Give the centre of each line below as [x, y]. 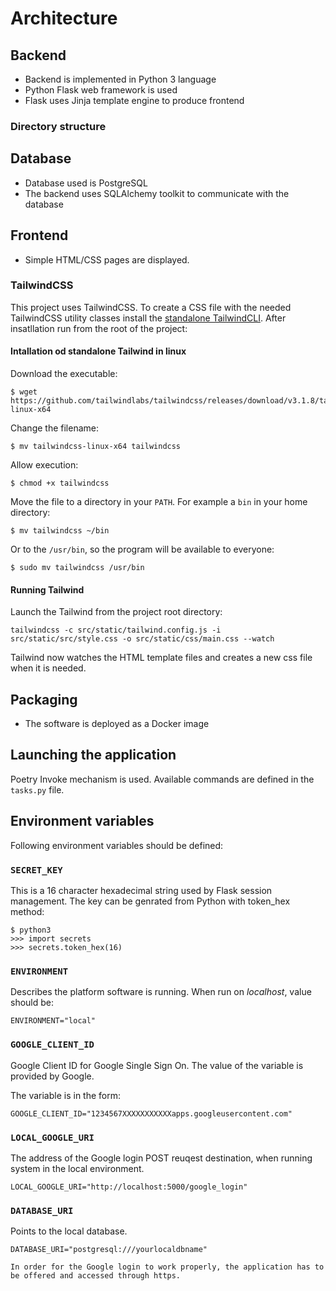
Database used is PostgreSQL [86, 183]
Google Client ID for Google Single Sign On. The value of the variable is [157, 1065]
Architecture [64, 18]
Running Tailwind [47, 589]
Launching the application [93, 755]
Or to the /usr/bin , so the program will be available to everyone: [142, 549]
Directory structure [58, 126]
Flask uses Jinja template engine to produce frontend [134, 100]
